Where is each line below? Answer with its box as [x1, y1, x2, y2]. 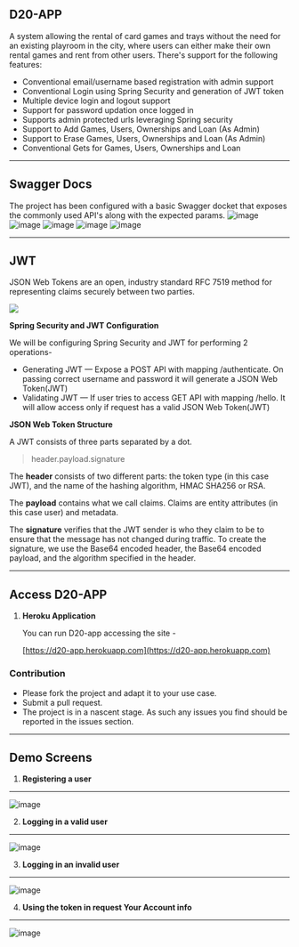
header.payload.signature [30, 454, 125, 465]
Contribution [9, 668, 66, 680]
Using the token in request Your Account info [21, 902, 192, 913]
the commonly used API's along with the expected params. [9, 209, 225, 221]
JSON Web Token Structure [9, 419, 113, 430]
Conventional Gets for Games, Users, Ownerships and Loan [21, 142, 241, 153]
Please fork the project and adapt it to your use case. [21, 687, 217, 698]
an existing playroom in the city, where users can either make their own [9, 40, 271, 51]
